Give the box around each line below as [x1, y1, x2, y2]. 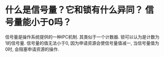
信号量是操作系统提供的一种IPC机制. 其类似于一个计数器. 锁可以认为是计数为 [5, 34, 160, 40]
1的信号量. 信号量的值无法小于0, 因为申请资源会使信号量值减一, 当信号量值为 [5, 40, 160, 46]
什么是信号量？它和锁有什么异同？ [5, 4, 144, 16]
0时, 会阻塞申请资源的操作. [5, 46, 59, 52]
